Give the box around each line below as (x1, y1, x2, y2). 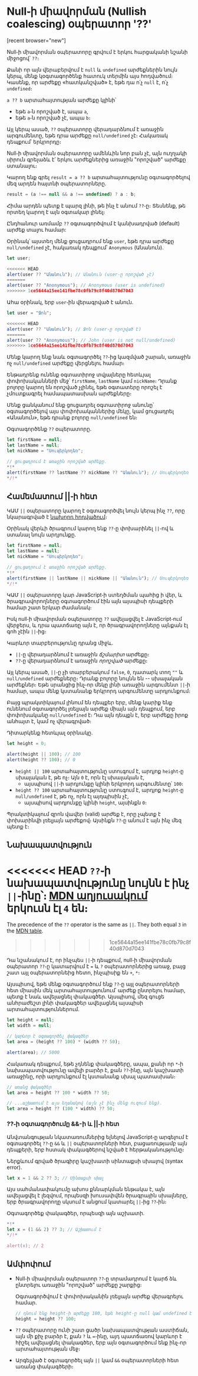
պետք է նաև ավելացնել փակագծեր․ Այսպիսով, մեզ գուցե (6, 993, 164, 1001)
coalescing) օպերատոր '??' (6, 17, 152, 31)
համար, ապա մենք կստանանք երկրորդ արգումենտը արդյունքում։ (6, 688, 191, 695)
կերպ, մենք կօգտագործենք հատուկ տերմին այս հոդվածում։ (6, 72, 173, 79)
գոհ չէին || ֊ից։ (6, 628, 47, 635)
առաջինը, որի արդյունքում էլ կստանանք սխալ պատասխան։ (6, 1073, 176, 1080)
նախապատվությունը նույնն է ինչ (6, 876, 189, 890)
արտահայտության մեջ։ (15, 1345, 81, 1352)
